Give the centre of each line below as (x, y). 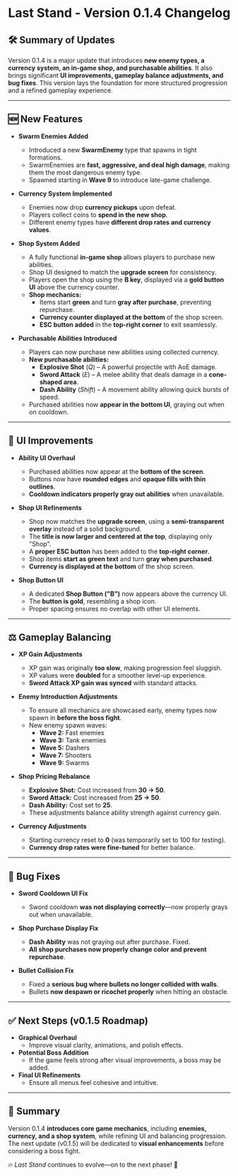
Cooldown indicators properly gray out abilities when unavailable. (126, 494)
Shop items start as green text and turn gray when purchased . (121, 558)
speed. (49, 397)
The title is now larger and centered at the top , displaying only (120, 536)
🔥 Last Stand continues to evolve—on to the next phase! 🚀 (93, 1164)
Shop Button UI (41, 580)
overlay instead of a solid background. (85, 529)
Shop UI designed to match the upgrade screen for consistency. (123, 272)
